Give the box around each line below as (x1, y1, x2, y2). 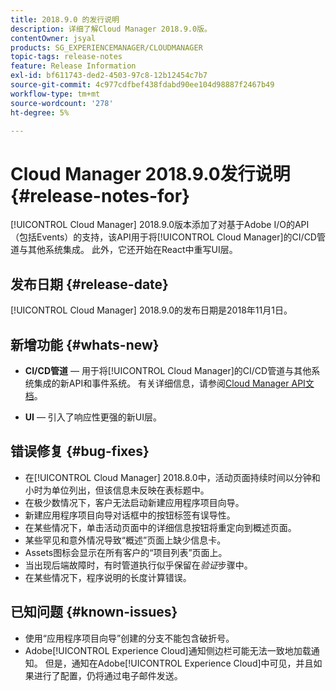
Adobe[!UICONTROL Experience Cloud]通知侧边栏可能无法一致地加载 (24, 644, 312, 656)
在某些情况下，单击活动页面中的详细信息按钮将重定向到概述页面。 (24, 521, 297, 533)
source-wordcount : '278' (10, 98, 114, 108)
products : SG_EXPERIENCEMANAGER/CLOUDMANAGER (10, 42, 203, 53)
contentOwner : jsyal (10, 33, 97, 43)
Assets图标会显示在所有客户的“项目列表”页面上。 (24, 546, 228, 558)
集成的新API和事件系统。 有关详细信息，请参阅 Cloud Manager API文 (33, 377, 315, 389)
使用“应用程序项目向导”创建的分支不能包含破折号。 (24, 632, 235, 644)
